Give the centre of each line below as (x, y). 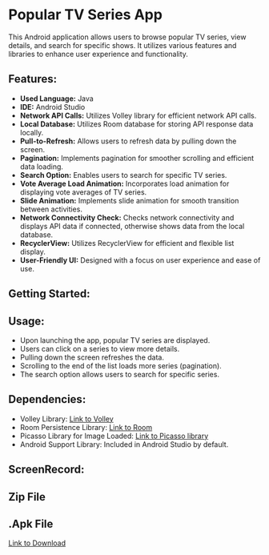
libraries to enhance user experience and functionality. (98, 54)
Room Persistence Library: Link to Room (86, 427)
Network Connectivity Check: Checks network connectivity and (127, 217)
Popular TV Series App (85, 15)
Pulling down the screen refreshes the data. (92, 357)
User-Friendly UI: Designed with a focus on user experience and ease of (140, 260)
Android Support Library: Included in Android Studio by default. (124, 444)
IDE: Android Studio (52, 107)
